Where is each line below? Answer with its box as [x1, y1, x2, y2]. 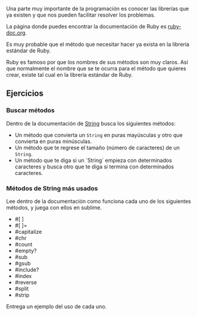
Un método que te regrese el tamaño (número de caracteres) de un [14, 144, 180, 151]
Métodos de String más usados [6, 184, 98, 192]
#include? [14, 266, 39, 273]
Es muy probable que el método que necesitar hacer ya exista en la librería [6, 41, 189, 48]
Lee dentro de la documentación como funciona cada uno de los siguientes [6, 198, 192, 205]
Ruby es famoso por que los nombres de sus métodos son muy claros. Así [6, 59, 189, 65]
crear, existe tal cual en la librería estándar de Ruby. [6, 71, 133, 78]
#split [14, 285, 29, 292]
